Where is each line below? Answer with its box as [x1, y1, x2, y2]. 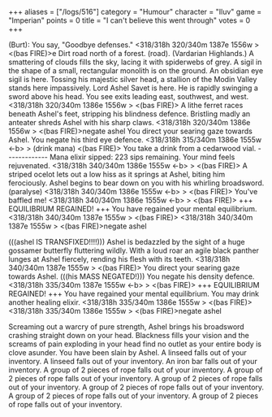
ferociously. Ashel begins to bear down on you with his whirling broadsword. [8, 178, 265, 188]
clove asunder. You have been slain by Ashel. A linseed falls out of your [8, 348, 248, 357]
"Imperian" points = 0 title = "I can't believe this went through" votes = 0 [8, 15, 251, 25]
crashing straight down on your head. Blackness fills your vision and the [8, 331, 250, 340]
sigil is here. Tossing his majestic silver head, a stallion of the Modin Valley [8, 75, 257, 84]
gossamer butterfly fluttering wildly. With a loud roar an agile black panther [8, 245, 260, 255]
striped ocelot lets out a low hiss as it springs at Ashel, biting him [8, 170, 226, 179]
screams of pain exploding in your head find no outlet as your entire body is [8, 339, 262, 349]
